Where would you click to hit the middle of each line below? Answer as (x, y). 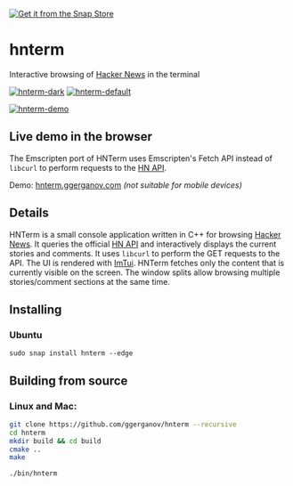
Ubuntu (26, 335)
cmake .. (25, 450)
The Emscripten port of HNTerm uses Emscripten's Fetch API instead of (141, 158)
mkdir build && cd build (55, 441)
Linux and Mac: (43, 406)
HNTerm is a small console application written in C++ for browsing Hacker (145, 234)
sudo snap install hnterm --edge (71, 353)
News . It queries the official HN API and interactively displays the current (143, 244)
